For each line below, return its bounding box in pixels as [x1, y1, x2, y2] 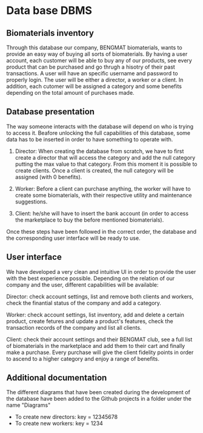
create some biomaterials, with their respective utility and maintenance [15, 191, 192, 199]
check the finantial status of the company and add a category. [6, 299, 162, 307]
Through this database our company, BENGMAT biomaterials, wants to [6, 44, 183, 51]
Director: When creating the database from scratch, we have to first [15, 147, 184, 155]
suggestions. [15, 198, 48, 205]
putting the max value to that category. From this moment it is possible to [15, 160, 198, 168]
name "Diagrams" [6, 401, 51, 409]
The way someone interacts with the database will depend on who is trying [6, 123, 194, 130]
